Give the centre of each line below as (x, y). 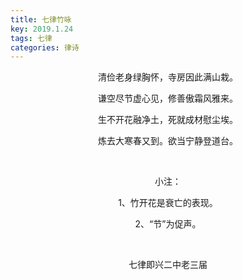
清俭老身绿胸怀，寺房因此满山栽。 (168, 77)
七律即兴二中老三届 (168, 265)
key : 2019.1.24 (42, 29)
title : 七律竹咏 (41, 19)
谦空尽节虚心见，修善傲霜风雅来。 (168, 98)
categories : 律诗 (45, 47)
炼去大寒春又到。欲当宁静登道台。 (168, 141)
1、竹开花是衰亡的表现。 (168, 203)
